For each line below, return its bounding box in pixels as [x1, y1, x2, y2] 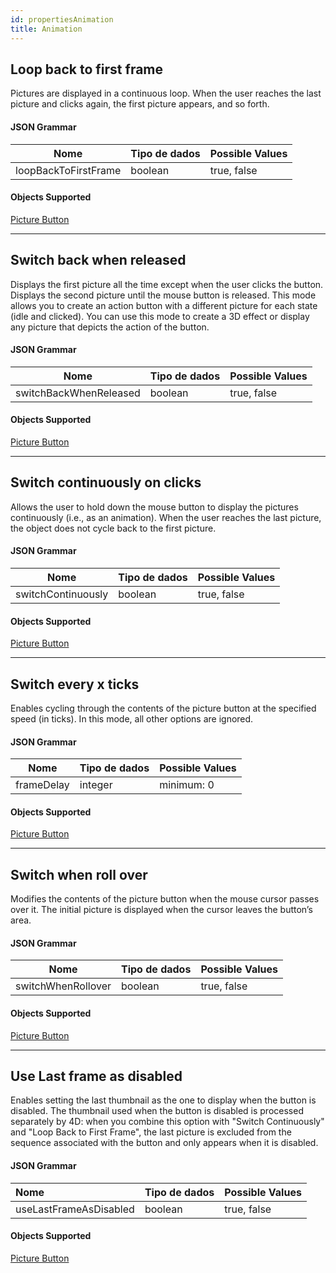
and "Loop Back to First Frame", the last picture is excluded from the [10, 1126, 292, 1138]
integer [79, 778, 113, 792]
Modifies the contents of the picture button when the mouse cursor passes [10, 893, 320, 905]
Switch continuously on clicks [10, 474, 202, 491]
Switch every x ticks [10, 676, 140, 693]
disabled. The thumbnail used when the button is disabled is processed [10, 1105, 304, 1117]
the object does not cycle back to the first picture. [10, 522, 217, 534]
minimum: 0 [159, 778, 215, 792]
